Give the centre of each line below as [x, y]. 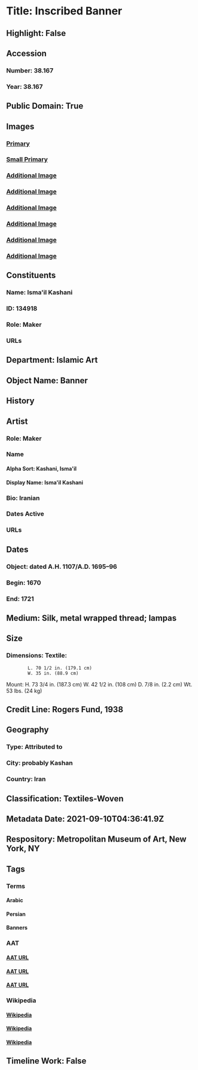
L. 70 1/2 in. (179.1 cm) [60, 668]
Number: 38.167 [30, 70]
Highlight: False [36, 33]
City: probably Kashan [39, 763]
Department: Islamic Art [52, 360]
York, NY [23, 849]
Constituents [31, 275]
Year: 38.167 [25, 86]
